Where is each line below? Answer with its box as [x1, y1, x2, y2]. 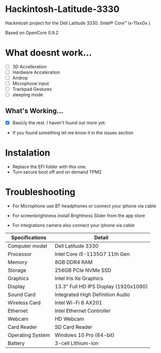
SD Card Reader [54, 324, 93, 330]
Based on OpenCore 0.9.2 [5, 29, 59, 35]
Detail [94, 234, 109, 241]
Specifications [11, 234, 46, 241]
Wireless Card [7, 299, 41, 306]
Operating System [7, 332, 50, 339]
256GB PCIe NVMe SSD [54, 267, 112, 274]
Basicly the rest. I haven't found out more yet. [12, 120, 106, 126]
